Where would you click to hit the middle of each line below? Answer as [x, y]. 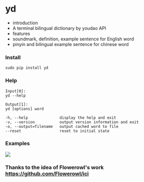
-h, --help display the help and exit [61, 118]
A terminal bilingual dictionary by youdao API [59, 28]
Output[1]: [17, 104]
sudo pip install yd [27, 68]
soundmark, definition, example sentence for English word [73, 39]
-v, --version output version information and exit [72, 122]
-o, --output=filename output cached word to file [62, 126]
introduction [25, 23]
